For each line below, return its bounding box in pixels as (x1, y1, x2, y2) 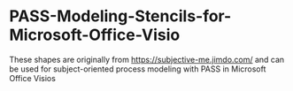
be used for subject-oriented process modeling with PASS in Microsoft (9, 64, 266, 74)
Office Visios (9, 72, 56, 83)
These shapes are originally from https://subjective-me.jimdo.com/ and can (9, 54, 285, 64)
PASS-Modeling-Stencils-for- (9, 6, 232, 27)
